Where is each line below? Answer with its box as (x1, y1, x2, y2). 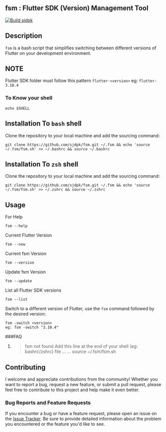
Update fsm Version (5, 269, 46, 275)
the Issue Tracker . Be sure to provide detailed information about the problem (5, 416, 162, 422)
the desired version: (5, 311, 46, 317)
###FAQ (5, 333, 22, 340)
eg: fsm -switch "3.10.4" (5, 325, 59, 330)
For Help (5, 214, 23, 220)
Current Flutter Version (5, 232, 52, 238)
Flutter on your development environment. (5, 50, 91, 56)
